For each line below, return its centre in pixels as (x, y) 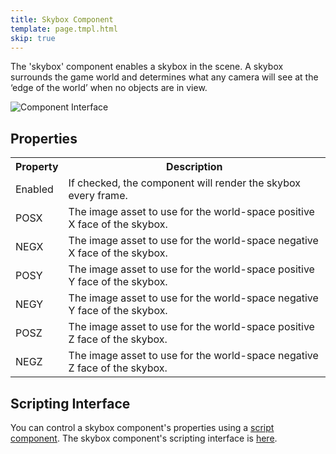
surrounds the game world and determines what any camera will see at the (164, 77)
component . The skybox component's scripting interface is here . (144, 438)
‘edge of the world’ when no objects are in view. (109, 88)
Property (37, 167)
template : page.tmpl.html (64, 29)
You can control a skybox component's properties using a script (142, 427)
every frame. (98, 196)
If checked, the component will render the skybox (184, 183)
